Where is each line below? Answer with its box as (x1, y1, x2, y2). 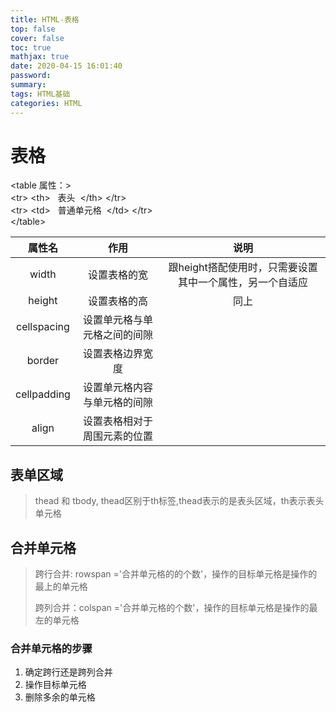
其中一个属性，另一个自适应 (178, 276, 309, 290)
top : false (10, 24, 56, 34)
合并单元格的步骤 (10, 641, 93, 655)
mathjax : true (10, 52, 70, 62)
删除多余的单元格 (24, 691, 96, 703)
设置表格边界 (83, 347, 144, 361)
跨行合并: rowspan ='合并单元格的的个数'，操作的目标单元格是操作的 (34, 568, 318, 580)
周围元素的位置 (83, 429, 154, 443)
